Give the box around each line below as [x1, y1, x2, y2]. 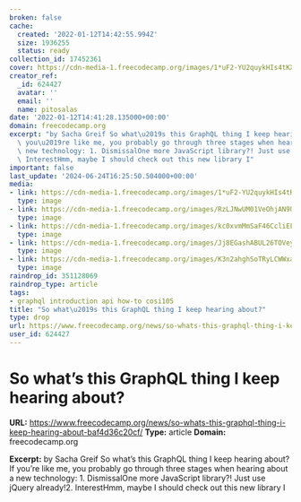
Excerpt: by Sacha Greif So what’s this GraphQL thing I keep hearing [9, 454, 262, 464]
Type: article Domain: [144, 427, 227, 437]
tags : [9, 288, 30, 297]
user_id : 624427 [9, 330, 70, 339]
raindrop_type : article [9, 280, 99, 289]
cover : [9, 64, 34, 73]
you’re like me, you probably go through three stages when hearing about [16, 463, 288, 473]
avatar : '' [17, 88, 58, 97]
